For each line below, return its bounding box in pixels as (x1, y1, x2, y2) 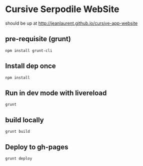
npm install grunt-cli (5, 48, 52, 53)
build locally (5, 116, 44, 124)
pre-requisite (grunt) (5, 35, 71, 43)
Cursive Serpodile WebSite (5, 4, 119, 15)
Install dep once (5, 62, 56, 70)
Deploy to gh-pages (5, 142, 68, 151)
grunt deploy (5, 156, 32, 161)
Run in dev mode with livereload (5, 89, 107, 97)
